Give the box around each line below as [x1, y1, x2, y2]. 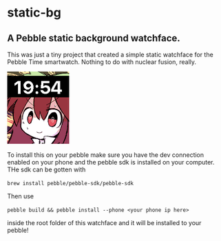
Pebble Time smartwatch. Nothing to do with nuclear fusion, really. [7, 58, 197, 66]
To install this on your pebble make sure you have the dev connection [7, 151, 204, 159]
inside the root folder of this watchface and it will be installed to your [7, 219, 202, 227]
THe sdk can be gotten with [7, 165, 86, 174]
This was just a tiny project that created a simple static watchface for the [7, 50, 213, 59]
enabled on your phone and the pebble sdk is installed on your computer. [7, 158, 215, 166]
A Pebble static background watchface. [7, 32, 180, 44]
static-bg [7, 5, 62, 21]
